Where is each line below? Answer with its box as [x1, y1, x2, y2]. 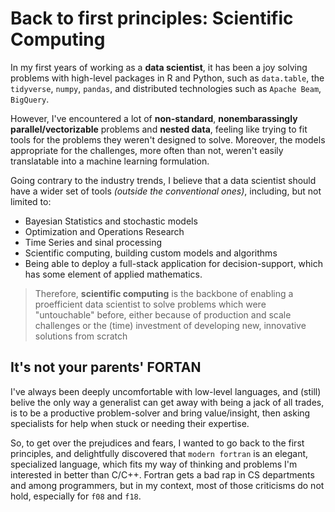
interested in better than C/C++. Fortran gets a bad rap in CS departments [10, 468, 315, 481]
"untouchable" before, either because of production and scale [34, 308, 292, 321]
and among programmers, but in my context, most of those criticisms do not [10, 479, 325, 491]
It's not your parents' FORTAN [10, 359, 202, 376]
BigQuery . [10, 93, 50, 105]
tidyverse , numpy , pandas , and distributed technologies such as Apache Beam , [10, 82, 322, 94]
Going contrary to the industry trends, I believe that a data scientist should [10, 174, 317, 186]
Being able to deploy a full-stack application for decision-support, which [24, 257, 324, 269]
